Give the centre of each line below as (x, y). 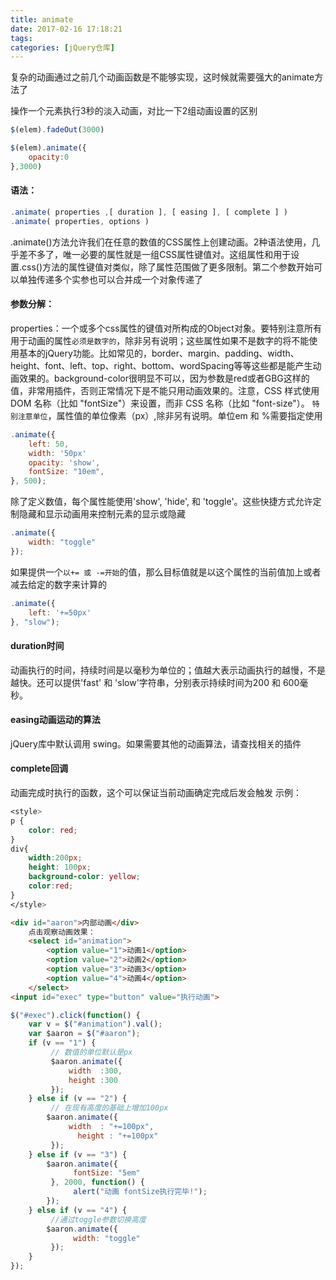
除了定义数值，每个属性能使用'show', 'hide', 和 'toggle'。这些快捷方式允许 (161, 502)
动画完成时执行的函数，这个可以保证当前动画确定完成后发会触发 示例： (156, 793)
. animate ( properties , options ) (80, 221)
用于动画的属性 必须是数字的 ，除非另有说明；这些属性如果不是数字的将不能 (160, 340)
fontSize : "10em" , (66, 472)
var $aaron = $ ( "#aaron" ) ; (84, 1034)
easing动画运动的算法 (55, 720)
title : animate (42, 19)
